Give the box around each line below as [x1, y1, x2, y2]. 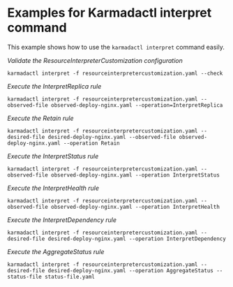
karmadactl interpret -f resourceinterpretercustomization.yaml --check [7, 70, 223, 77]
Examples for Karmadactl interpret [7, 5, 212, 21]
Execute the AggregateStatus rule [7, 247, 105, 256]
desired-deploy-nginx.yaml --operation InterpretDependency [47, 235, 227, 242]
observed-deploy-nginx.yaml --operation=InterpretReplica [51, 101, 223, 109]
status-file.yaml [44, 273, 96, 280]
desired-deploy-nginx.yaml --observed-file [47, 133, 176, 140]
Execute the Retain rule [7, 114, 74, 122]
